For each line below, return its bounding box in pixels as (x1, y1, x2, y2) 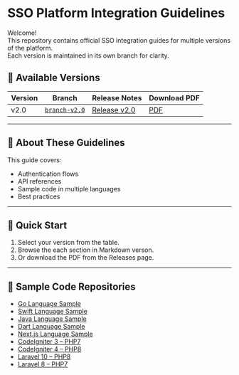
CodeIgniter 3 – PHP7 (17, 337, 81, 346)
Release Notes (92, 93, 142, 102)
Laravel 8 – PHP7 (17, 360, 68, 369)
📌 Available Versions (7, 72, 101, 84)
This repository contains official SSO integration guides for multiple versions (7, 36, 231, 44)
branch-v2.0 (45, 105, 85, 114)
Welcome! (7, 28, 37, 37)
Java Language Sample (17, 315, 87, 323)
